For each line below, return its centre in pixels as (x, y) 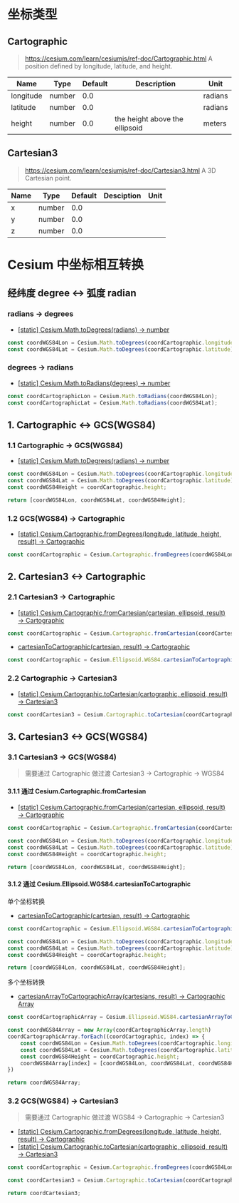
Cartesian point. (48, 178)
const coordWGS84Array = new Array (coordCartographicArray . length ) (110, 1030)
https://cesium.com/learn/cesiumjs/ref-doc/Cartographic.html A (119, 59)
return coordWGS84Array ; (44, 1083)
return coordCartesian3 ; (44, 1193)
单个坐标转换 (26, 901)
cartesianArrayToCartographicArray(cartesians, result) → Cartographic (121, 997)
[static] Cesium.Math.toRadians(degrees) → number (94, 383)
